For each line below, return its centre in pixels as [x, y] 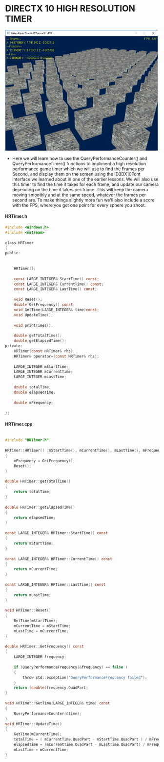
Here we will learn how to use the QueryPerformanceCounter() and [80, 158]
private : [14, 346]
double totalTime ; [32, 387]
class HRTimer [20, 243]
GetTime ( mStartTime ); [36, 621]
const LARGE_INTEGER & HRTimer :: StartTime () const [57, 533]
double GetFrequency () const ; [45, 305]
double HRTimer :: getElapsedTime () [40, 507]
